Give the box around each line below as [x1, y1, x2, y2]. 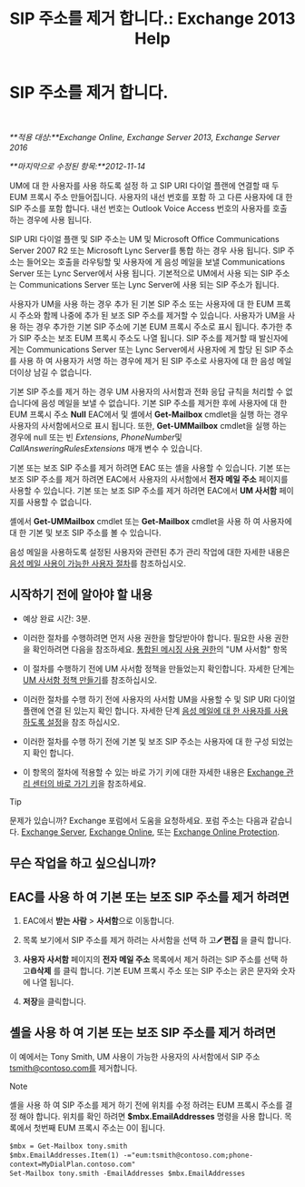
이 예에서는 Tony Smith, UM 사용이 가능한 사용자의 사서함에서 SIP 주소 [9, 1050, 261, 1061]
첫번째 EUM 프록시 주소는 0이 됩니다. [33, 1121, 166, 1133]
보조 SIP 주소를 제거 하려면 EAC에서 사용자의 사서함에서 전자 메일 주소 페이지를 [9, 473, 289, 484]
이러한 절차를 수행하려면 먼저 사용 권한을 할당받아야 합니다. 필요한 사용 [22, 632, 272, 643]
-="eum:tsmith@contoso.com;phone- [123, 1151, 254, 1160]
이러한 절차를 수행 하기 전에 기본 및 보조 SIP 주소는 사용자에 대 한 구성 [22, 736, 270, 746]
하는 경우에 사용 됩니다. [9, 214, 93, 225]
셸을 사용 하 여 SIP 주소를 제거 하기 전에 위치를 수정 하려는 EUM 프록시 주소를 [9, 1099, 283, 1111]
